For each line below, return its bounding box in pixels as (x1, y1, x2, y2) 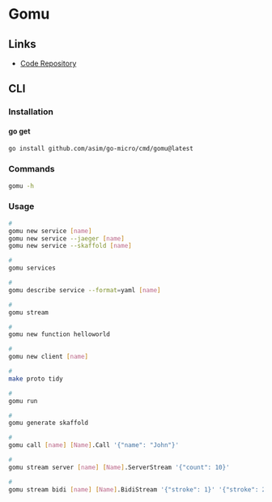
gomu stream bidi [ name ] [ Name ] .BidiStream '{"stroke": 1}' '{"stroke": (8, 485, 259, 494)
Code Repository (19, 58, 77, 68)
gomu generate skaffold (8, 419, 89, 428)
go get (8, 126, 31, 136)
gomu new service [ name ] (8, 227, 92, 235)
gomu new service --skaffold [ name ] (8, 242, 132, 250)
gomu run (8, 397, 38, 405)
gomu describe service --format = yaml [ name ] (8, 286, 161, 294)
